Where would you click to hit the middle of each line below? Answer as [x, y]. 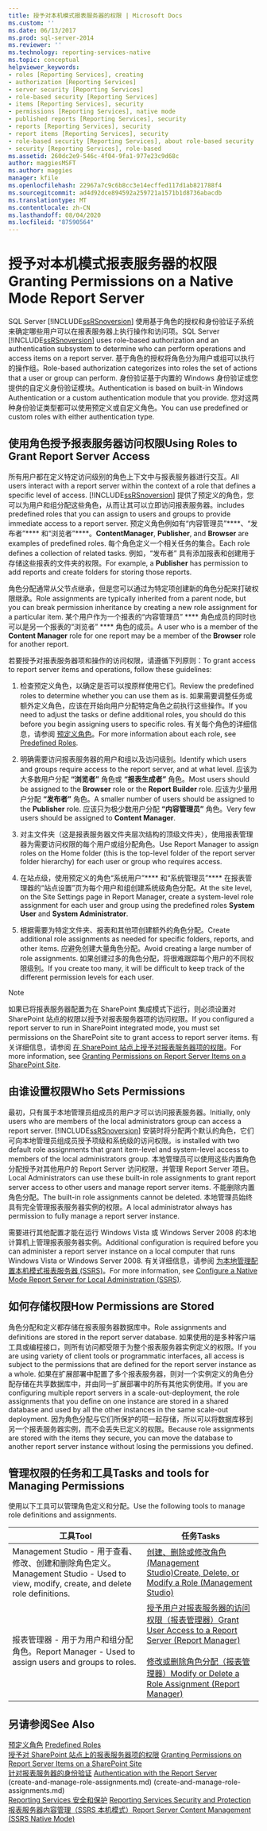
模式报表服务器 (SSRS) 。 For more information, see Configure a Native [143, 1270]
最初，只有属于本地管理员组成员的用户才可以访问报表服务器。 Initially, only [130, 1112]
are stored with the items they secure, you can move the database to [120, 1438]
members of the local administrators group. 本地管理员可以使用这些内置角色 [132, 1159]
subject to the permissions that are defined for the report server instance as [132, 1364]
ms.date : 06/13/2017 [43, 30]
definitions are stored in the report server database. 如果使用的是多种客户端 [132, 1337]
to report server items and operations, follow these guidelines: [110, 669]
